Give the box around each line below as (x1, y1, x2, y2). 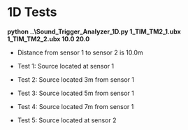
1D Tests (7, 4, 57, 20)
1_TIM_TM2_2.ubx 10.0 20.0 (7, 34, 90, 43)
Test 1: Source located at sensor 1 (17, 62, 115, 70)
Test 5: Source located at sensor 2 (17, 116, 117, 124)
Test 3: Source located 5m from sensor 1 (17, 89, 134, 97)
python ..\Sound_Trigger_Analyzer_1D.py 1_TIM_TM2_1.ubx (7, 27, 182, 36)
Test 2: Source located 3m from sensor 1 (17, 75, 135, 84)
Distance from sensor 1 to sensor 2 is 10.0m (17, 48, 143, 57)
